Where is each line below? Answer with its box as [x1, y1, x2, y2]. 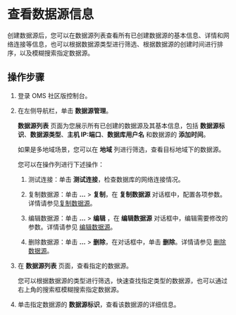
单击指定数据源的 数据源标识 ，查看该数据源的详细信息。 [17, 300, 180, 309]
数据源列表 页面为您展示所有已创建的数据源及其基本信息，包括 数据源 [17, 121, 219, 130]
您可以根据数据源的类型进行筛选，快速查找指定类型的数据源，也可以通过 [17, 276, 228, 285]
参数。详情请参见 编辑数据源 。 [27, 223, 117, 231]
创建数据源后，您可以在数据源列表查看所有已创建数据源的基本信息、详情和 [7, 31, 223, 39]
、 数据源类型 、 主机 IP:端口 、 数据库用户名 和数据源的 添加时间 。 [23, 130, 210, 138]
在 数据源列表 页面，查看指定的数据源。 [17, 261, 132, 270]
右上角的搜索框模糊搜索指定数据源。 [17, 285, 123, 293]
